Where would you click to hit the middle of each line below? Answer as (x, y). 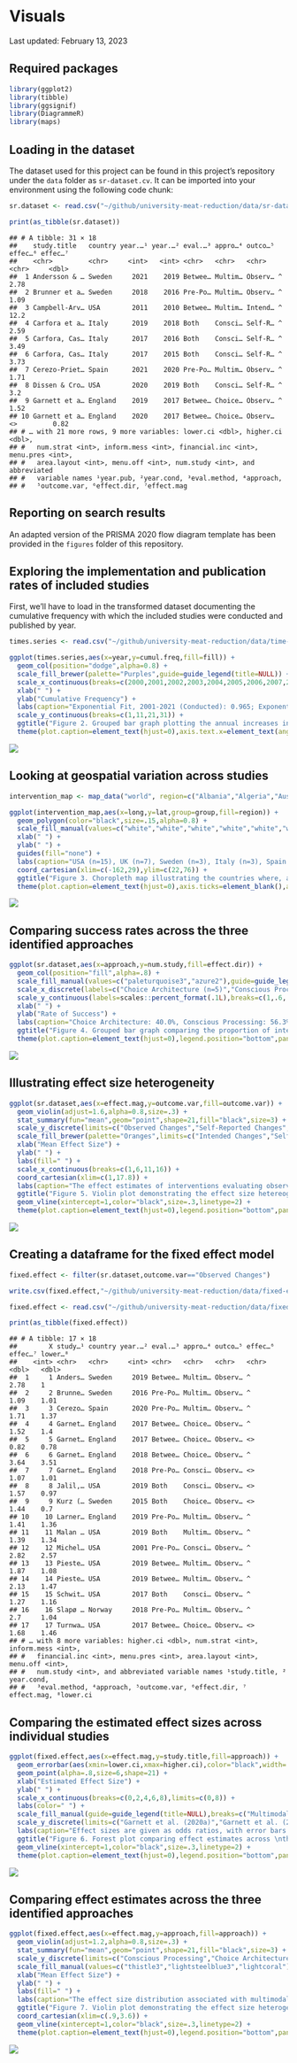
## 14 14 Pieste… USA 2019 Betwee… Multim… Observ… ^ (130, 1579)
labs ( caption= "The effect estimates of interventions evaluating (140, 1186)
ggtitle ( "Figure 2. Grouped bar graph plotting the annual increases (148, 723)
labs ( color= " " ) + (51, 1806)
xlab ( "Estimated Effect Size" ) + (79, 1781)
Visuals (38, 16)
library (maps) (35, 122)
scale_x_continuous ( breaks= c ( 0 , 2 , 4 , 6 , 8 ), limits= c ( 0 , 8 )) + (126, 1798)
